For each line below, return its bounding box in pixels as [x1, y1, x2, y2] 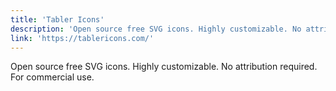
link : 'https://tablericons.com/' [10, 33, 155, 43]
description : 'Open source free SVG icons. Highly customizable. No [10, 24, 302, 34]
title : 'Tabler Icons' [10, 14, 105, 25]
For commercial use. [10, 71, 95, 83]
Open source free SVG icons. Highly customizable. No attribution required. [10, 61, 318, 73]
